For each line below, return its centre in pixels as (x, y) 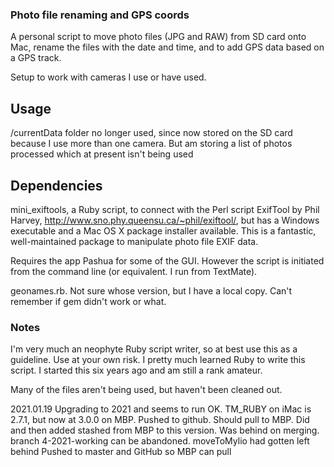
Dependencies (56, 185)
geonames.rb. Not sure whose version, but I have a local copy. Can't (151, 290)
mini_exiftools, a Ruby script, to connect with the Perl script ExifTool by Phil (165, 209)
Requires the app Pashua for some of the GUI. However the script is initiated (167, 260)
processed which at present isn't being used (102, 154)
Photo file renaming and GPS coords (100, 15)
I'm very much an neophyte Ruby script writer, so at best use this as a (154, 349)
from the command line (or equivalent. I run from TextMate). (134, 271)
